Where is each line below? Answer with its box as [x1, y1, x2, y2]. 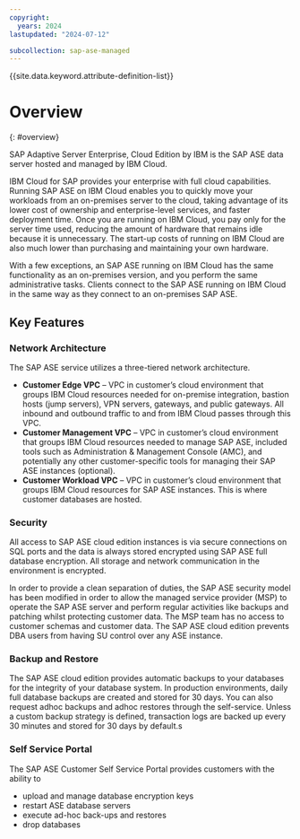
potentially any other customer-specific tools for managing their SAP [21, 455, 276, 467]
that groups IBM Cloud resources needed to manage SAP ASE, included [21, 436, 288, 447]
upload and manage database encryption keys [21, 791, 194, 801]
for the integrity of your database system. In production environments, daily [9, 683, 288, 694]
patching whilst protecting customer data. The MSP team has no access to [9, 611, 285, 622]
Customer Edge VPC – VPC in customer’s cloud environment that [21, 379, 264, 390]
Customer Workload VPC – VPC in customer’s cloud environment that [21, 475, 282, 485]
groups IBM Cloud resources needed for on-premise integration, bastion [21, 389, 289, 399]
